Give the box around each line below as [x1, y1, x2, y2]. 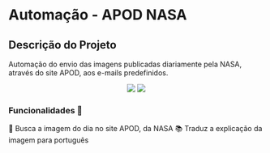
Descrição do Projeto [8, 38, 117, 52]
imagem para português [8, 135, 89, 145]
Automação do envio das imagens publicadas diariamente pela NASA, [8, 59, 242, 69]
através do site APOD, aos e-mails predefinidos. [8, 68, 169, 78]
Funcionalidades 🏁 [8, 104, 83, 116]
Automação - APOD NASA [8, 6, 187, 24]
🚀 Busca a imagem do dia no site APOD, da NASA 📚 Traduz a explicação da [8, 124, 263, 134]
